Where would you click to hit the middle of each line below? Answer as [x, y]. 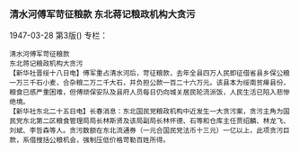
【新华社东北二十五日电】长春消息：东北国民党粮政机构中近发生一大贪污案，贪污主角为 [146, 112]
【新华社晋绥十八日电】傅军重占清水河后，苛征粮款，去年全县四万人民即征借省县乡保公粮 [149, 74]
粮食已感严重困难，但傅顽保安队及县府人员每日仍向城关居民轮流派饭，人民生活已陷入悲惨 [149, 93]
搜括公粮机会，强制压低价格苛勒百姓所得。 [103, 140]
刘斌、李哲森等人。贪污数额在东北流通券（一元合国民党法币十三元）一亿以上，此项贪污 [146, 131]
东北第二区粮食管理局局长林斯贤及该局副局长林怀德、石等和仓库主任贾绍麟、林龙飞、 [156, 121]
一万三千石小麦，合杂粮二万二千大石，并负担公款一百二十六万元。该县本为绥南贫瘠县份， [149, 83]
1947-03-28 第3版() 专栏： [59, 36]
